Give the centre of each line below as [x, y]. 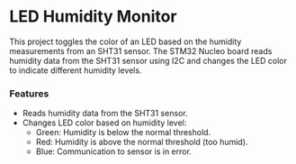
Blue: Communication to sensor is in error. [113, 151]
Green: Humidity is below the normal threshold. [123, 132]
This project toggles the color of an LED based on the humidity [126, 41]
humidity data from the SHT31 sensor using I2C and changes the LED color [148, 60]
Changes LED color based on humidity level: [104, 123]
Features [29, 94]
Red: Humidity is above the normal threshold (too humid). [142, 142]
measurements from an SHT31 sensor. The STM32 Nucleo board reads [141, 50]
